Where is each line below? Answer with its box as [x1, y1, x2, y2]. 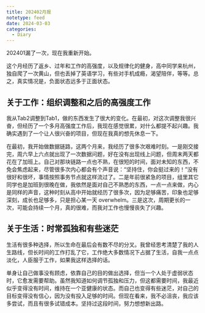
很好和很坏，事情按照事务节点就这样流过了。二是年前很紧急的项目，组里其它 [6, 173, 199, 180]
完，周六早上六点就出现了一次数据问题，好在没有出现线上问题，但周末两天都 [6, 150, 199, 158]
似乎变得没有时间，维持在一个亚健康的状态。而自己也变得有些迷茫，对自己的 [6, 284, 199, 292]
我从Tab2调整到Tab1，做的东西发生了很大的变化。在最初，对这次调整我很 [6, 114, 191, 122]
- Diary [12, 32, 32, 38]
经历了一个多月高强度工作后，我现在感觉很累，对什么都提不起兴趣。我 [22, 122, 199, 129]
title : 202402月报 [6, 9, 51, 15]
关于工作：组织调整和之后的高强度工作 [6, 97, 151, 108]
